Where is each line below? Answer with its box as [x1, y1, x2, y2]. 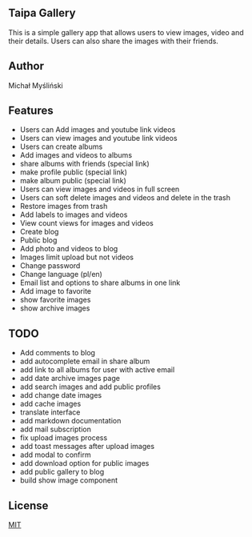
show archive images [19, 303, 90, 313]
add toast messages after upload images [19, 442, 154, 451]
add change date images [19, 391, 102, 400]
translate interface [19, 407, 81, 417]
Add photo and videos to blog [19, 244, 118, 254]
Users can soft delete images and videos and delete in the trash [19, 193, 230, 202]
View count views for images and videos [19, 218, 154, 228]
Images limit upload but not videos [19, 252, 134, 262]
